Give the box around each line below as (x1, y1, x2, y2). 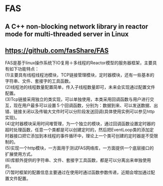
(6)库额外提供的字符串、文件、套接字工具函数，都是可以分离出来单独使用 (5, 157, 151, 163)
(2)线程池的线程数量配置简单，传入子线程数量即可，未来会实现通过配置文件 (5, 84, 155, 90)
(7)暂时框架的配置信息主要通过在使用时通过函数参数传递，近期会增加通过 (5, 169, 151, 175)
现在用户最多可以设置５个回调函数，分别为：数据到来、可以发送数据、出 (13, 103, 158, 109)
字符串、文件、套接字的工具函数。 (5, 78, 73, 84)
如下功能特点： (9, 66, 39, 72)
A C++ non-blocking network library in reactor (5, 22, 148, 31)
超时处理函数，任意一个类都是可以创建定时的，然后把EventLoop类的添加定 (5, 127, 154, 133)
